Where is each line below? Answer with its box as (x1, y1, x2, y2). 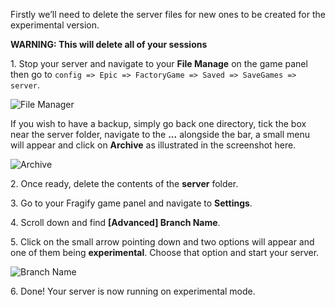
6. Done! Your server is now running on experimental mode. (10, 285, 256, 297)
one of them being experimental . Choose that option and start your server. (10, 247, 320, 258)
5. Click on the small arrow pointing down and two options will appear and (10, 236, 315, 248)
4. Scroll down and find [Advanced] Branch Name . (10, 217, 221, 228)
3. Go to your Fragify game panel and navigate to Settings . (10, 197, 253, 209)
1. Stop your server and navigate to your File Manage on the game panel (10, 58, 308, 69)
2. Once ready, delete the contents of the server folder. (10, 178, 239, 189)
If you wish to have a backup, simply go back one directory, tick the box (10, 118, 307, 129)
